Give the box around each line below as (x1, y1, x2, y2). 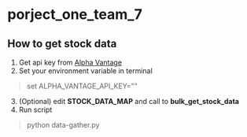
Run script (18, 105, 53, 114)
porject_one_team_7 (7, 6, 142, 24)
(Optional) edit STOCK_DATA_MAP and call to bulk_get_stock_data (18, 97, 239, 106)
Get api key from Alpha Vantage (18, 57, 123, 67)
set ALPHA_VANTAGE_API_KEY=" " (26, 81, 138, 91)
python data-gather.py (26, 120, 100, 129)
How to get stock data (7, 37, 117, 50)
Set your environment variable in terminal (18, 66, 153, 76)
